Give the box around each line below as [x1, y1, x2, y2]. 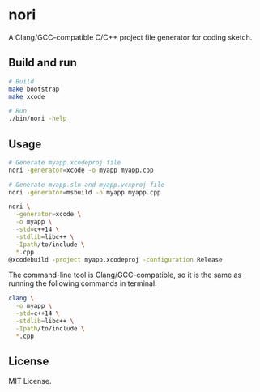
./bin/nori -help [8, 115, 67, 123]
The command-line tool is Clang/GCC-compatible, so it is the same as [8, 270, 242, 280]
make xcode [8, 92, 45, 100]
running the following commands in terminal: [8, 279, 157, 288]
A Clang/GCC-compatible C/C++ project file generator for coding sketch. [8, 32, 253, 42]
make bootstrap [8, 85, 60, 93]
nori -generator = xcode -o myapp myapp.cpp [8, 166, 154, 174]
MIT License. [8, 376, 52, 386]
